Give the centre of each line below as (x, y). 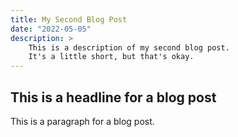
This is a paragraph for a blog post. (82, 121)
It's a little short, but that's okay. (111, 57)
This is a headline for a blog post (113, 97)
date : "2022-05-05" (51, 29)
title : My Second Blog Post (69, 19)
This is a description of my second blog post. (129, 47)
